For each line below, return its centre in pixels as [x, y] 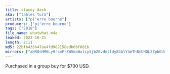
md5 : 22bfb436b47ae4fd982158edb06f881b [47, 47]
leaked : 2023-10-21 [26, 38]
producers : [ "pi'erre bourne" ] [38, 24]
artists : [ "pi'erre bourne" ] [36, 19]
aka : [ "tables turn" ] [28, 14]
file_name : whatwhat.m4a [31, 33]
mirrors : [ [17, 51]
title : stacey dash [26, 10]
